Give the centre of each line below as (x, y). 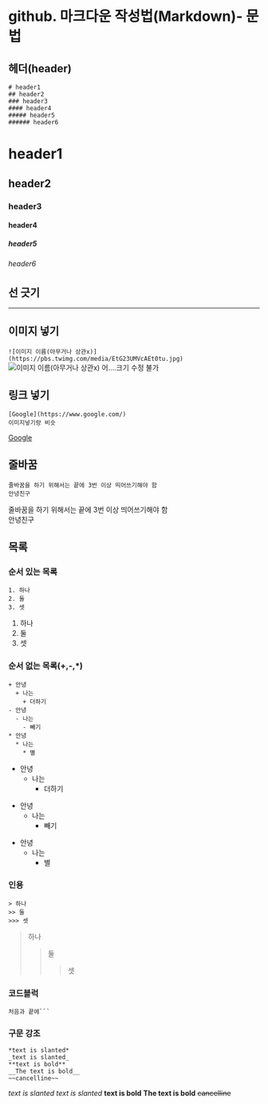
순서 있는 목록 (33, 571)
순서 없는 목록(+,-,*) (46, 666)
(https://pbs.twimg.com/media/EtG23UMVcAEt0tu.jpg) (96, 358)
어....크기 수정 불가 (130, 367)
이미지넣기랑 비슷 (32, 422)
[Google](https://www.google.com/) (67, 414)
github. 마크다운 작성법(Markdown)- (126, 16)
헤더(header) (40, 68)
